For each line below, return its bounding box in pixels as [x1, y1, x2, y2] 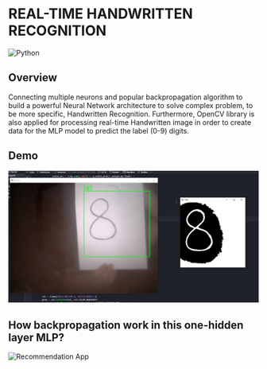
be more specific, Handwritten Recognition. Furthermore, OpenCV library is [8, 109, 255, 118]
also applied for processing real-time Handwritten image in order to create [8, 117, 252, 127]
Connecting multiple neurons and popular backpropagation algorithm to [8, 92, 243, 102]
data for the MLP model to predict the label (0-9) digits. [8, 126, 189, 135]
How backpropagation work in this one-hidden [8, 318, 244, 332]
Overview [8, 71, 58, 84]
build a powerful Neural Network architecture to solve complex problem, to [8, 100, 253, 110]
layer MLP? [8, 331, 65, 344]
